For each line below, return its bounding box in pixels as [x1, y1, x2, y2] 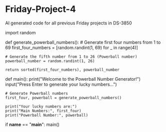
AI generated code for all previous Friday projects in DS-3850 [5, 20, 132, 26]
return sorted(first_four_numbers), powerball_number [5, 67, 120, 72]
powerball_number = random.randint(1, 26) [5, 58, 95, 63]
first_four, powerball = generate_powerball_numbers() [5, 95, 122, 100]
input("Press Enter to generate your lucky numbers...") [5, 81, 117, 87]
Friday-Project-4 [5, 3, 76, 15]
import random [5, 29, 36, 35]
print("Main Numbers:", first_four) [5, 108, 81, 113]
